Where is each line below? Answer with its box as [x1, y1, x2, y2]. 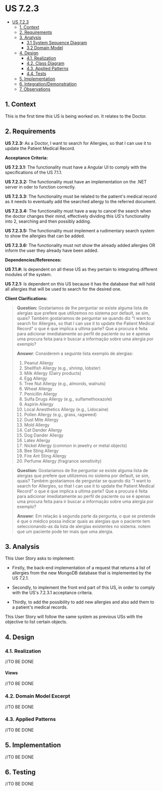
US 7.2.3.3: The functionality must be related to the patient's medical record [5, 193, 157, 199]
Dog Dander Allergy [24, 432, 64, 438]
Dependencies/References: [5, 257, 62, 263]
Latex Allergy [24, 437, 51, 443]
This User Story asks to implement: [5, 555, 75, 562]
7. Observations [19, 86, 51, 92]
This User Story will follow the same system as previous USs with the [5, 614, 143, 620]
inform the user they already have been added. [5, 247, 99, 253]
